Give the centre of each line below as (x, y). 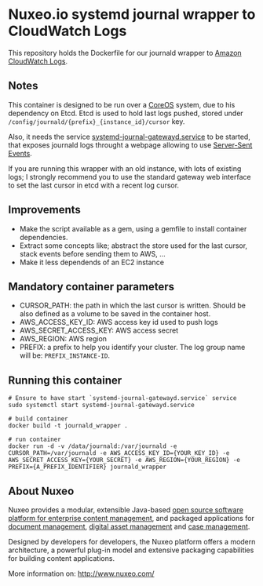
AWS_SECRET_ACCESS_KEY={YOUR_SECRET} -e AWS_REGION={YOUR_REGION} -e (124, 460)
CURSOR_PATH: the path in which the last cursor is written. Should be (132, 306)
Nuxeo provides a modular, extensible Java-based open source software (126, 510)
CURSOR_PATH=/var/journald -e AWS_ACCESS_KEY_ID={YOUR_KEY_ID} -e (119, 453)
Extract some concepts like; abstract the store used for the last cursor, (133, 246)
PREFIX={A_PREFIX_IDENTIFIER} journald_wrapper (88, 467)
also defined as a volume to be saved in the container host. (115, 314)
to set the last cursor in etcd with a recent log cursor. (93, 185)
